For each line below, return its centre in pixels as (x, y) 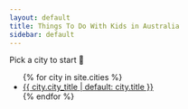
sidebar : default (42, 34)
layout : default (40, 18)
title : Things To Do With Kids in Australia (94, 26)
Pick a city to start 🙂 (47, 60)
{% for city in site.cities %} (72, 77)
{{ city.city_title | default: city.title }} (88, 87)
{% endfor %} (48, 96)
